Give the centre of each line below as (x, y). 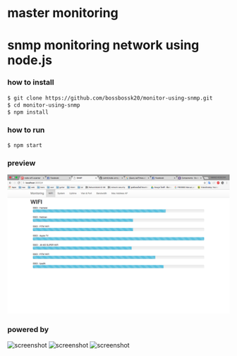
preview (22, 162)
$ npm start (25, 145)
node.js (30, 60)
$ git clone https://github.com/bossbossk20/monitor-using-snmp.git (110, 98)
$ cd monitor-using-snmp (44, 105)
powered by (28, 330)
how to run (26, 130)
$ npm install (28, 112)
